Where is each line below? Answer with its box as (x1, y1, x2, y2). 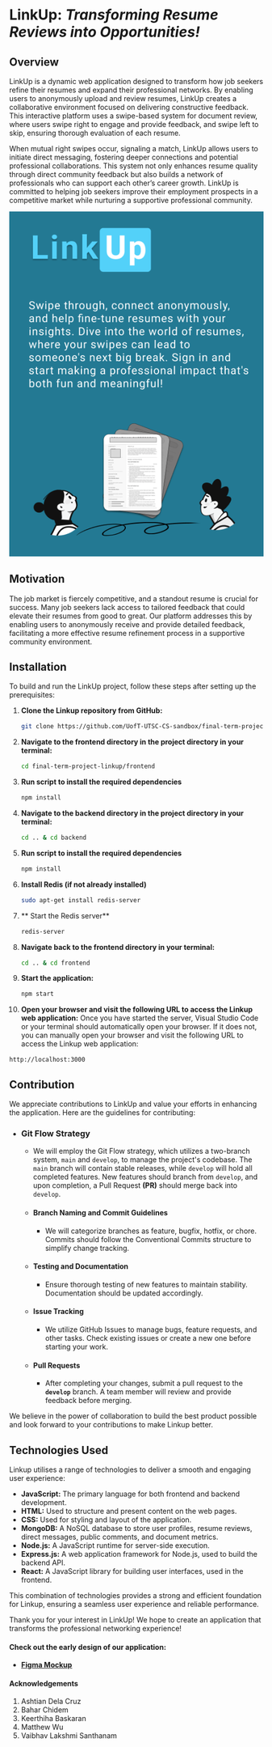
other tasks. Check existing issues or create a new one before (44, 1333, 251, 1342)
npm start (20, 990, 55, 999)
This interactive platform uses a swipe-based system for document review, (9, 111, 257, 121)
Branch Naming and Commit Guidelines (32, 1207, 169, 1217)
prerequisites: (9, 690, 56, 700)
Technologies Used (9, 1443, 108, 1457)
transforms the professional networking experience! (9, 1624, 182, 1633)
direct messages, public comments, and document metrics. (20, 1532, 219, 1541)
